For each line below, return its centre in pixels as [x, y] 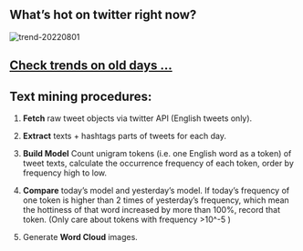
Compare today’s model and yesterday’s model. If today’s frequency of [156, 191]
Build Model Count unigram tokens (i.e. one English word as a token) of [157, 154]
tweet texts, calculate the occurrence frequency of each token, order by [158, 164]
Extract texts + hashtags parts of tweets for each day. [124, 136]
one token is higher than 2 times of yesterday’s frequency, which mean [156, 200]
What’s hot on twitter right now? [103, 15]
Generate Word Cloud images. [80, 237]
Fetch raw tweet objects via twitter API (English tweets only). [137, 118]
